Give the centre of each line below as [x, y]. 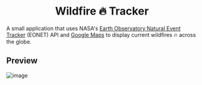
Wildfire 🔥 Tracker [102, 11]
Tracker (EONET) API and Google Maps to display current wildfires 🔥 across [101, 35]
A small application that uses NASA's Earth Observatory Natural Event [93, 28]
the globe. [19, 41]
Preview [22, 61]
